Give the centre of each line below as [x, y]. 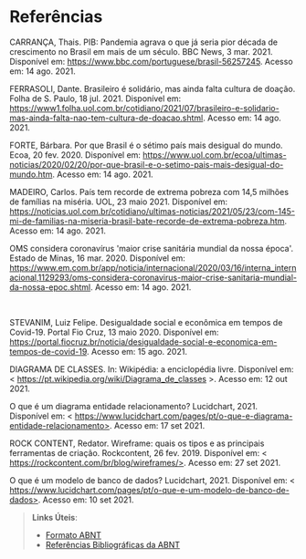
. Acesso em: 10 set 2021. [86, 500]
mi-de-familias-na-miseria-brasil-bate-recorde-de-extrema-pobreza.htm [147, 221]
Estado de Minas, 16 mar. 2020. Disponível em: [97, 258]
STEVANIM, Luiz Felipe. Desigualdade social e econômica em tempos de [146, 322]
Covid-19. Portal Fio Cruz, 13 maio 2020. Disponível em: [114, 332]
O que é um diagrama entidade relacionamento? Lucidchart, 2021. [134, 406]
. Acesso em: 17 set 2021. [157, 425]
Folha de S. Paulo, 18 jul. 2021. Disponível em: [95, 98]
